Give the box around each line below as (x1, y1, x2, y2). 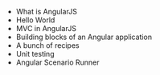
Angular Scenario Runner (15, 57, 100, 67)
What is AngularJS (15, 7, 78, 16)
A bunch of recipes (15, 41, 80, 50)
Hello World (15, 15, 55, 25)
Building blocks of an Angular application (15, 32, 153, 41)
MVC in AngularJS (15, 24, 76, 33)
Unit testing (15, 49, 55, 58)
